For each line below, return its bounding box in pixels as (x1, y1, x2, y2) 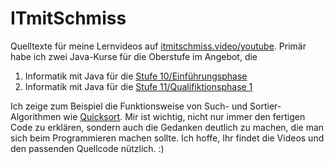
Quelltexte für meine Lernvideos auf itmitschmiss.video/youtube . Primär (10, 40, 307, 52)
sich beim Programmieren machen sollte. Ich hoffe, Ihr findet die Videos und (10, 132, 325, 144)
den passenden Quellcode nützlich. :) (10, 142, 165, 154)
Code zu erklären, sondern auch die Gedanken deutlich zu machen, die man (10, 121, 325, 133)
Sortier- (249, 100, 282, 112)
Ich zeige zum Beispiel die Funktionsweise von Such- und (10, 100, 248, 112)
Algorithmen (10, 110, 62, 122)
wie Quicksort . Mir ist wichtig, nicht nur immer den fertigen (63, 110, 306, 122)
